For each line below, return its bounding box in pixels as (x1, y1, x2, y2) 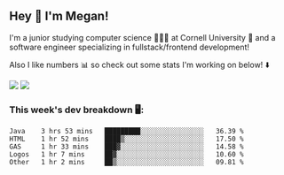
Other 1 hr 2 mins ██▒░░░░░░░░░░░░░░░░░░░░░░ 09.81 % (9, 158, 244, 167)
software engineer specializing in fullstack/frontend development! (9, 42, 250, 52)
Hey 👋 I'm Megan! (9, 9, 109, 24)
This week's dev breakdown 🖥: (9, 103, 145, 116)
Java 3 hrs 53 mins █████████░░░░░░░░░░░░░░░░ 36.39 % (9, 127, 244, 136)
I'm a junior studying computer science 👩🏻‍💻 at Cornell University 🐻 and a (9, 32, 276, 42)
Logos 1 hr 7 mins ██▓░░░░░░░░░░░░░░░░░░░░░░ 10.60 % (9, 150, 244, 159)
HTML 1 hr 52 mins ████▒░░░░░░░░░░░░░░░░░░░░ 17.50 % (9, 134, 244, 144)
